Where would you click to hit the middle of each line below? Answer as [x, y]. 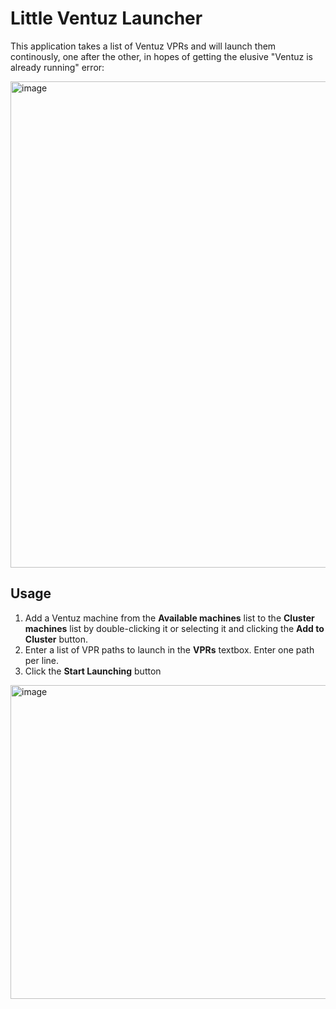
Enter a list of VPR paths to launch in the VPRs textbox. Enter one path [169, 649]
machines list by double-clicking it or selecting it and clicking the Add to [174, 628]
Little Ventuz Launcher [106, 18]
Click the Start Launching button [93, 671]
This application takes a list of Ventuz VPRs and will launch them [143, 46]
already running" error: [57, 67]
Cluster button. [56, 639]
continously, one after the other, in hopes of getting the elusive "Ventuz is [161, 56]
